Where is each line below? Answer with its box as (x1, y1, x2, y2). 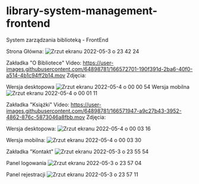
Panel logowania (6, 159, 46, 166)
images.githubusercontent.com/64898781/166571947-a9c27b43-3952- (6, 107, 182, 114)
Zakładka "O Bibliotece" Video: (6, 59, 82, 66)
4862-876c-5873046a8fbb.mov (6, 114, 85, 121)
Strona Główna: (6, 47, 44, 54)
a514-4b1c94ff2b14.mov (6, 72, 65, 79)
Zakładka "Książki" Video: (6, 101, 70, 108)
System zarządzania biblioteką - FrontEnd (6, 36, 109, 43)
